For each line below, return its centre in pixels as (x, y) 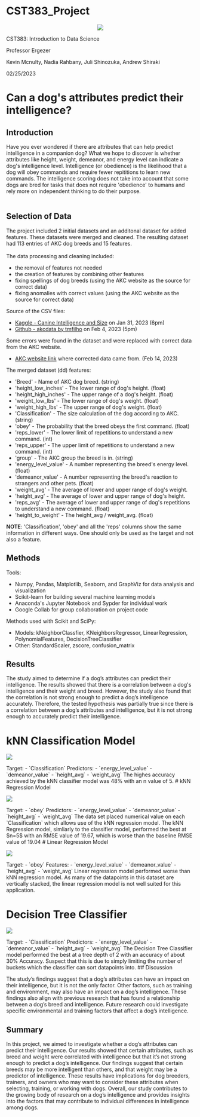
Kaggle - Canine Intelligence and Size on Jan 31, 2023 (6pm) (90, 322)
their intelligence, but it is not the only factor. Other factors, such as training (99, 986)
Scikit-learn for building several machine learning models (85, 596)
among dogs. (22, 1107)
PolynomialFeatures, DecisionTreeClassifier (68, 639)
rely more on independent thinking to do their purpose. (74, 191)
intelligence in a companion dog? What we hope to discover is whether (93, 153)
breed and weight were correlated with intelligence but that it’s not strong (96, 1057)
